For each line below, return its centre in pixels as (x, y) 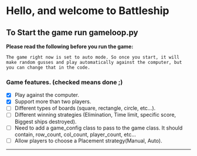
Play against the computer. (47, 95)
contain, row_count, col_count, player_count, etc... (75, 134)
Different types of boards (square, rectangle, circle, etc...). (85, 108)
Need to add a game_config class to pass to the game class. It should (98, 128)
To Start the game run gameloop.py (72, 33)
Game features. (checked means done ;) (64, 82)
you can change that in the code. (48, 67)
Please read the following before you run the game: (70, 46)
